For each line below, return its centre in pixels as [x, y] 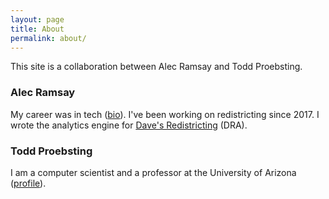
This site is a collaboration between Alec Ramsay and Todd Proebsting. [156, 67]
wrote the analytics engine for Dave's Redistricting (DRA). [129, 125]
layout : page [37, 19]
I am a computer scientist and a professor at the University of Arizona [153, 172]
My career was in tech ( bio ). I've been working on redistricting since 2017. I [165, 114]
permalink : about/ [48, 38]
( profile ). [28, 183]
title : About [37, 29]
